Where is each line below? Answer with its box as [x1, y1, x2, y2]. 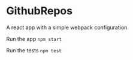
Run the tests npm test [6, 46, 62, 54]
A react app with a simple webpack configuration [6, 24, 128, 31]
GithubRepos [6, 4, 73, 18]
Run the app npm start [6, 35, 62, 42]
